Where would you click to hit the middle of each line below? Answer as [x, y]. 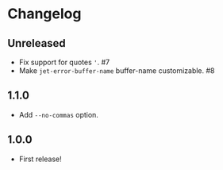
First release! [40, 159]
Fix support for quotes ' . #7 [64, 62]
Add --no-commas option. [58, 114]
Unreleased [37, 43]
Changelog [44, 14]
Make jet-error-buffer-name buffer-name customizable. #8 [117, 71]
